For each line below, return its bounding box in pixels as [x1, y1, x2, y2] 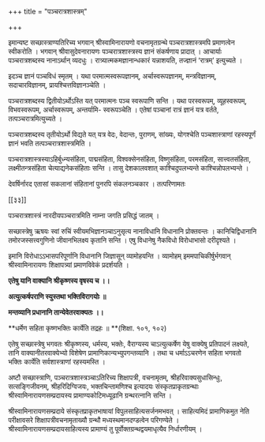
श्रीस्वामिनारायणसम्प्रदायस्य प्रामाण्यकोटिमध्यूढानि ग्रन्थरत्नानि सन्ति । [8, 391, 172, 400]
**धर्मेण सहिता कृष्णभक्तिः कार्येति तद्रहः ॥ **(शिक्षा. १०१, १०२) [8, 323, 167, 333]
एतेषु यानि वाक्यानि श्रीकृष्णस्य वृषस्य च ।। [8, 276, 110, 285]
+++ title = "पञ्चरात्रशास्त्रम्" [8, 7, 88, 16]
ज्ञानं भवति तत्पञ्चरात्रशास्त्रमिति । [8, 138, 92, 148]
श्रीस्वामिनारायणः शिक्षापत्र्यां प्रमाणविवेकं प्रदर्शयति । [8, 260, 129, 270]
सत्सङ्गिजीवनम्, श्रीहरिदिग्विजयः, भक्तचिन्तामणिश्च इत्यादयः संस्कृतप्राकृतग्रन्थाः [8, 382, 200, 391]
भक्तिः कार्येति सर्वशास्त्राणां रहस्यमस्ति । [8, 357, 106, 366]
